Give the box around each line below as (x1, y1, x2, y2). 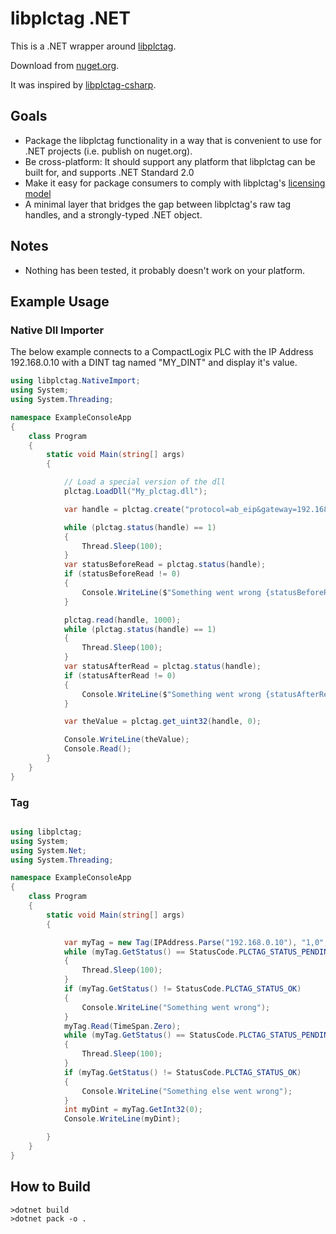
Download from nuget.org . (10, 59, 120, 71)
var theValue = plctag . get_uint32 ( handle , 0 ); (63, 717, 262, 727)
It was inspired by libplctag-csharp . (10, 78, 157, 91)
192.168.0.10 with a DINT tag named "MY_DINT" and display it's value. (10, 357, 298, 369)
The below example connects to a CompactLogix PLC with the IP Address (10, 346, 314, 358)
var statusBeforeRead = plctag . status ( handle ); (63, 560, 267, 570)
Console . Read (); (63, 744, 132, 754)
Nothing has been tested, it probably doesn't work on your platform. (24, 264, 306, 276)
